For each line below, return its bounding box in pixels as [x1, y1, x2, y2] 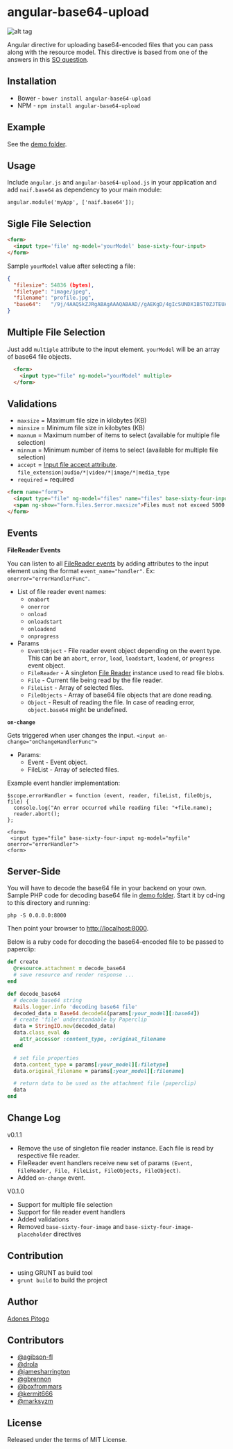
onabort [27, 596, 50, 603]
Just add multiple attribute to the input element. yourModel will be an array [7, 345, 221, 353]
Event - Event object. [27, 758, 88, 766]
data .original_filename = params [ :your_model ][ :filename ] [13, 1067, 185, 1074]
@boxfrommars [17, 1382, 62, 1391]
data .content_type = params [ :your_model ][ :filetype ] [13, 1061, 169, 1068]
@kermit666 [17, 1389, 53, 1398]
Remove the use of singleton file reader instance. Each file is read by [17, 1144, 214, 1152]
